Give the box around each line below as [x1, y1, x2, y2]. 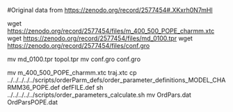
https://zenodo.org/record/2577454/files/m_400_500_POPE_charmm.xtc [7, 27, 215, 35]
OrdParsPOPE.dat [7, 98, 58, 106]
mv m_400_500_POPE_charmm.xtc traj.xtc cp [7, 69, 137, 77]
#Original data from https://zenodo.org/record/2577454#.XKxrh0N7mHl [7, 6, 214, 14]
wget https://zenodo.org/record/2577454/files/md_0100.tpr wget [7, 34, 193, 42]
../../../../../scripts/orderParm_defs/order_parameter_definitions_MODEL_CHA [7, 76, 226, 84]
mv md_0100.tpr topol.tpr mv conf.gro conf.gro [7, 55, 141, 63]
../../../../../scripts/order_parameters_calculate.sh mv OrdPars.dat [7, 90, 191, 99]
